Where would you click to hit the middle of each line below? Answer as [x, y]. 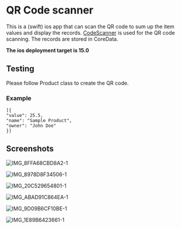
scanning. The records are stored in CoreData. [62, 39]
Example [19, 98]
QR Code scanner [50, 10]
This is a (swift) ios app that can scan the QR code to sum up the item [90, 26]
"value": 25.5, [25, 116]
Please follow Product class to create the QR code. [68, 83]
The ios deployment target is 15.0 [48, 50]
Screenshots [30, 149]
